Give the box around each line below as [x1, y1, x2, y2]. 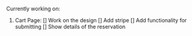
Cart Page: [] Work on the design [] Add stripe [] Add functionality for [14, 17, 187, 23]
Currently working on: [6, 5, 60, 12]
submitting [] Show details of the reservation [14, 23, 126, 30]
